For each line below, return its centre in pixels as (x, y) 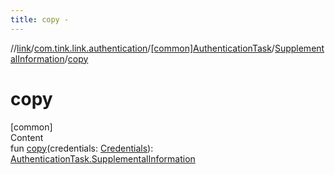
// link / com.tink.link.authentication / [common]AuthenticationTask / (142, 48)
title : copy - (40, 19)
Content (27, 137)
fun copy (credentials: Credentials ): (82, 148)
